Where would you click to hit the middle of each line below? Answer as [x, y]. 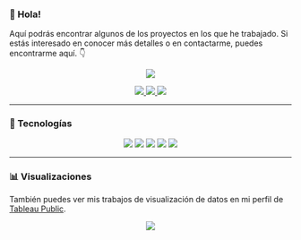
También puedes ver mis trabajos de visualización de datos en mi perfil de [146, 199]
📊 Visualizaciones [51, 176]
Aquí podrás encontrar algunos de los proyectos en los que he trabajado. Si [149, 34]
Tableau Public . [38, 209]
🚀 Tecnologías [41, 124]
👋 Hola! [26, 14]
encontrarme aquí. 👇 [47, 54]
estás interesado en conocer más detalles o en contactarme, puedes [136, 43]
